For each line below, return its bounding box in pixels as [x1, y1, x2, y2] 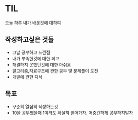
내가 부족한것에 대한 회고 [12, 55, 59, 61]
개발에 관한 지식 [12, 74, 42, 80]
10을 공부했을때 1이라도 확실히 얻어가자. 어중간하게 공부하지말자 [12, 110, 133, 116]
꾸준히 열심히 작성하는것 [12, 103, 59, 109]
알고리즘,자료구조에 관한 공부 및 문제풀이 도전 [12, 68, 99, 73]
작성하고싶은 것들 [5, 35, 54, 44]
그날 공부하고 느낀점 [12, 49, 50, 55]
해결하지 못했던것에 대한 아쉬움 [12, 62, 71, 68]
